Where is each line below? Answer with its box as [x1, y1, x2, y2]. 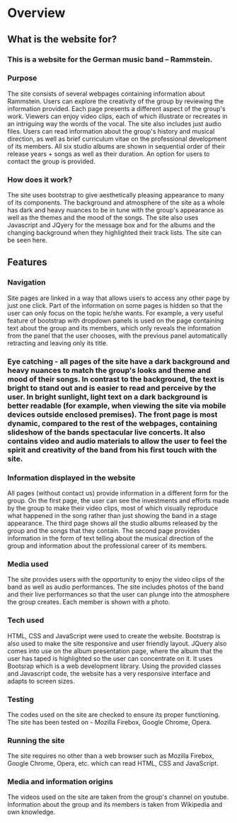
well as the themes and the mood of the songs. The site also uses [7, 214, 199, 222]
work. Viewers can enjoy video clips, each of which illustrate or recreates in [7, 112, 228, 120]
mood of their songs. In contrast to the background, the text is [7, 374, 225, 384]
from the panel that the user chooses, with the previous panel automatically [7, 331, 228, 340]
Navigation [7, 277, 46, 287]
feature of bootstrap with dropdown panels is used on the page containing [7, 316, 224, 325]
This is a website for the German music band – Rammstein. [7, 54, 213, 64]
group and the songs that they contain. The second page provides [7, 526, 200, 535]
